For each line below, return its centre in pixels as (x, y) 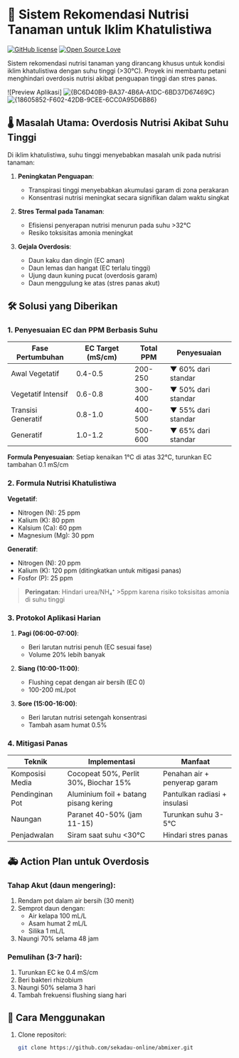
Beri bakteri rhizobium (50, 980)
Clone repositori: (42, 1035)
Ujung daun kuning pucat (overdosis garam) (93, 275)
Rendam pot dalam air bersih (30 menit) (76, 901)
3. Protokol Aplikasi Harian (54, 617)
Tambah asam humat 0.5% (68, 725)
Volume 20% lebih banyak (67, 655)
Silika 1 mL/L (47, 931)
